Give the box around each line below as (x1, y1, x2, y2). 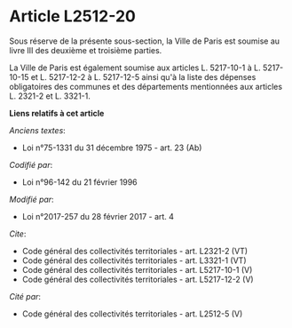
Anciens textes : (9, 124, 67, 135)
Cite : (9, 228, 27, 239)
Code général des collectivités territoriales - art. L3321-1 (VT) (21, 255, 247, 266)
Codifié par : (9, 159, 53, 170)
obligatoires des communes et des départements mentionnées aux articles (9, 81, 282, 92)
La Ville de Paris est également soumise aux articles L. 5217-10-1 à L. (9, 62, 261, 73)
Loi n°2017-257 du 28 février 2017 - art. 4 (21, 211, 175, 221)
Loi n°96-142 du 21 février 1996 (21, 176, 138, 188)
